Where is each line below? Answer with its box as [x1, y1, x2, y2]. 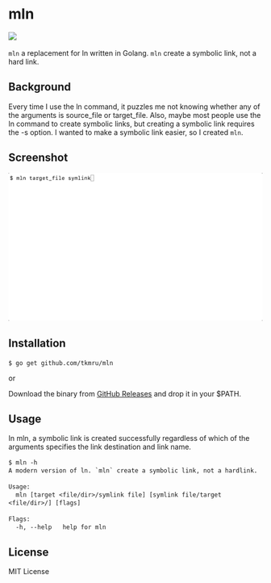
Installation [8, 337, 66, 350]
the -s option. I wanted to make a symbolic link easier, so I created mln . [8, 127, 244, 137]
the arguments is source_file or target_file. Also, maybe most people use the [8, 110, 261, 120]
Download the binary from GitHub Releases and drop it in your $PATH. [8, 388, 242, 398]
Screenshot [8, 151, 69, 165]
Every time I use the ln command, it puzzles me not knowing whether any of [8, 102, 261, 111]
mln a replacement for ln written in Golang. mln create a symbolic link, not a [8, 48, 256, 57]
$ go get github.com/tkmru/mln [8, 359, 114, 367]
